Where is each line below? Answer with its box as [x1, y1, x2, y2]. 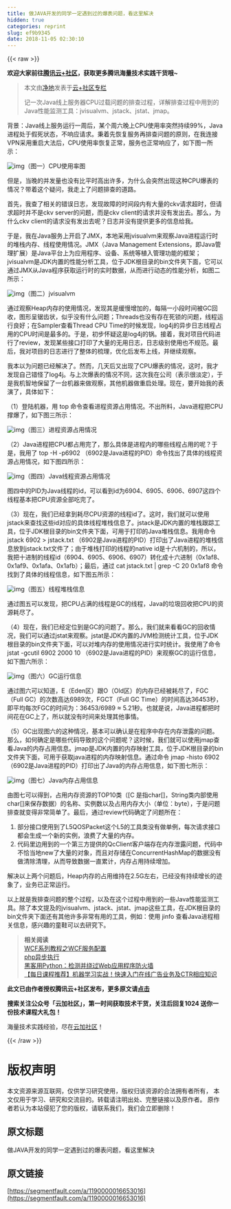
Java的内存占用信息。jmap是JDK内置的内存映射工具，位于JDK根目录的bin [12, 744, 223, 753]
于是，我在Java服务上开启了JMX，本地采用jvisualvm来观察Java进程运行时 [7, 232, 219, 240]
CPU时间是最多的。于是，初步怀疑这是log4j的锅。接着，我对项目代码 [19, 330, 215, 338]
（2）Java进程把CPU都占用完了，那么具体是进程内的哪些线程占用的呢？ [7, 440, 212, 449]
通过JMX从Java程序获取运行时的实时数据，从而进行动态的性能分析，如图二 [7, 266, 221, 274]
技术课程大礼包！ [12, 1008, 62, 1017]
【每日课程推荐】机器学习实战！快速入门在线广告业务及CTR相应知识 [23, 970, 218, 979]
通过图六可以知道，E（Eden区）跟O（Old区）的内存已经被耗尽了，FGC [7, 687, 209, 695]
